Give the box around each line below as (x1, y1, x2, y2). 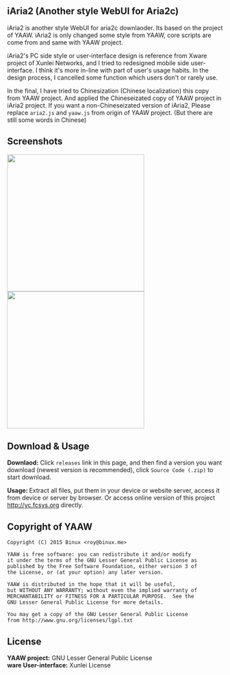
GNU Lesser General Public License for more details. (7, 599, 164, 606)
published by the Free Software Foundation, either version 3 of (7, 563, 197, 570)
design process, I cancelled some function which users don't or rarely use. (7, 73, 218, 82)
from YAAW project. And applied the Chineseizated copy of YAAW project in (7, 94, 222, 102)
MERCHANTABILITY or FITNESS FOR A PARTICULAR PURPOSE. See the (7, 593, 194, 600)
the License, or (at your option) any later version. (7, 569, 164, 576)
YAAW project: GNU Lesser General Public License (7, 654, 153, 662)
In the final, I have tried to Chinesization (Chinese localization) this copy (7, 86, 209, 95)
